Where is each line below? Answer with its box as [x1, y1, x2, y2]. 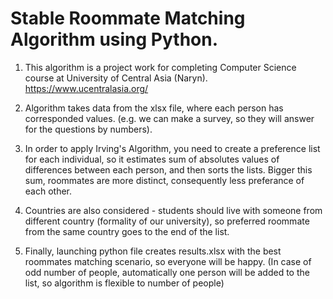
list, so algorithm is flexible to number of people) [24, 277, 225, 289]
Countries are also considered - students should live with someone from [24, 204, 323, 216]
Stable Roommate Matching [10, 7, 246, 30]
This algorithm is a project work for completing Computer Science [24, 61, 297, 73]
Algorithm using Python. [10, 28, 219, 51]
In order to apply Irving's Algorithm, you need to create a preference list [24, 142, 321, 154]
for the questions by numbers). [24, 123, 153, 135]
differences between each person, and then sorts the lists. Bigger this [24, 163, 313, 176]
